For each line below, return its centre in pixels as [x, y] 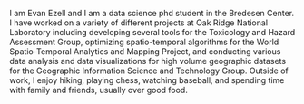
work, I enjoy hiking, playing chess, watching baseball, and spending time [147, 80]
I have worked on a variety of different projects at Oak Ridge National [139, 23]
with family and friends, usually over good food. [98, 90]
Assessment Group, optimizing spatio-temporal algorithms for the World [144, 42]
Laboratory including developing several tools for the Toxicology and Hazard [152, 32]
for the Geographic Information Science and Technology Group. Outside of [149, 71]
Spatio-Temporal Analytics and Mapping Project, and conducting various [145, 52]
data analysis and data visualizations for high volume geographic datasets [148, 61]
